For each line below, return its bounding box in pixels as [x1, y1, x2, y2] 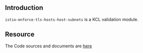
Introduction [5, 4, 44, 12]
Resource [5, 31, 35, 39]
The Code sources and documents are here [5, 43, 92, 49]
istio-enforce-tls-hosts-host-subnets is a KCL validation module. [5, 16, 139, 22]
